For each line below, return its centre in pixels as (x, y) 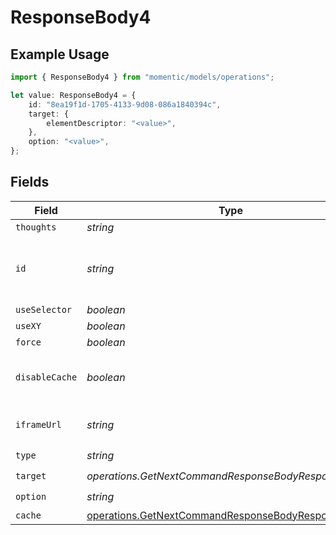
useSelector (44, 309)
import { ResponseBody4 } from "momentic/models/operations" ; (142, 77)
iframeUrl (38, 424)
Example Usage (60, 54)
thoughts (36, 227)
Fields (30, 182)
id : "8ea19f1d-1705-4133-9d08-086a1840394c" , (125, 104)
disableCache (46, 377)
